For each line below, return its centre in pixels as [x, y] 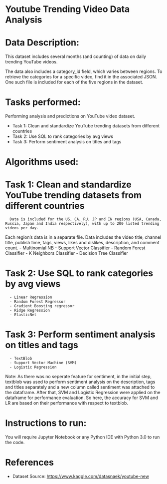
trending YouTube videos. [31, 62]
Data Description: [42, 43]
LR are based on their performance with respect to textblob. [67, 403]
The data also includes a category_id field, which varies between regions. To [84, 71]
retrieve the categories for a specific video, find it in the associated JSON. [81, 77]
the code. [15, 442]
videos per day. [22, 228]
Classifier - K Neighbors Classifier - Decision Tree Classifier [67, 253]
